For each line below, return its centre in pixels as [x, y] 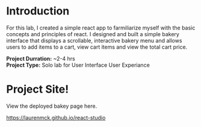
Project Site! [38, 89]
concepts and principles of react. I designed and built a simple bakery [93, 34]
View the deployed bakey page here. [52, 106]
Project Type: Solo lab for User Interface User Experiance [78, 65]
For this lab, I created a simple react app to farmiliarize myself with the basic [101, 28]
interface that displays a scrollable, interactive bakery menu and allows [94, 40]
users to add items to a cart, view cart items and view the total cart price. [97, 47]
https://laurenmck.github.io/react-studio [56, 117]
